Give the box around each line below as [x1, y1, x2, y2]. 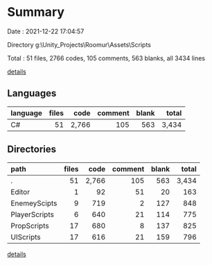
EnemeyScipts [10, 198, 58, 208]
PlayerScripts [10, 210, 54, 219]
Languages [7, 87, 57, 99]
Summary [7, 4, 64, 20]
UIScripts [10, 232, 41, 241]
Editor [10, 187, 30, 196]
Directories [7, 144, 57, 155]
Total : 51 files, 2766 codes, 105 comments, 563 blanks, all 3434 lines [7, 53, 206, 62]
